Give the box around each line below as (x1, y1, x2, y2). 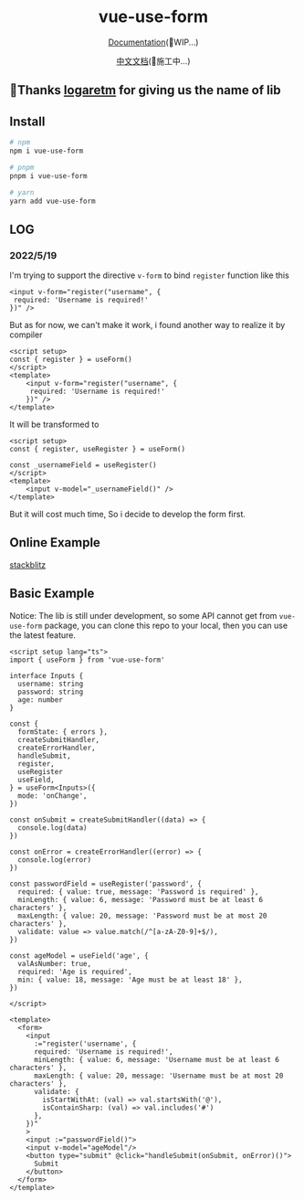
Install (9, 113, 46, 129)
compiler (9, 329, 43, 340)
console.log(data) (17, 823, 89, 833)
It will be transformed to (9, 419, 100, 430)
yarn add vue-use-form (9, 197, 96, 206)
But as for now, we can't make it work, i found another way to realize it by (9, 320, 286, 331)
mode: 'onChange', (17, 791, 89, 801)
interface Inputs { (9, 671, 84, 680)
